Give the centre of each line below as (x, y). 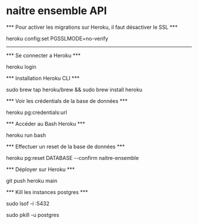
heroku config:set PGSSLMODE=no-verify (57, 38)
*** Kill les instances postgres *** (47, 192)
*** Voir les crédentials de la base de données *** (67, 101)
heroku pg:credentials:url (37, 112)
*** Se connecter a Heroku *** (43, 55)
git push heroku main (32, 180)
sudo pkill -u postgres (33, 215)
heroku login (21, 66)
